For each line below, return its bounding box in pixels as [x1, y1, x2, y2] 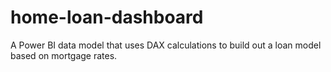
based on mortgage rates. [10, 49, 118, 61]
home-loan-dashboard [10, 6, 204, 29]
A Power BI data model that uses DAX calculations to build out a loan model [10, 39, 322, 51]
